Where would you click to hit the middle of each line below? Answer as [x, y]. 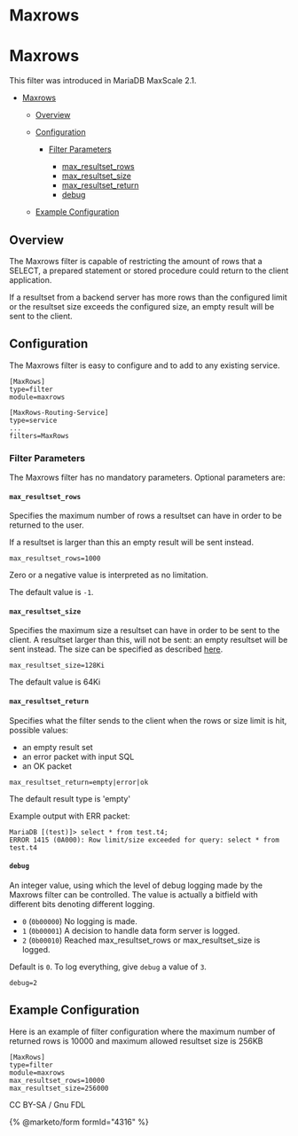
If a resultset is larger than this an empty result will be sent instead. [132, 543]
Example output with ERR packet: [70, 816]
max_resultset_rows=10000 [57, 1080]
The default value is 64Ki [55, 682]
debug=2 [24, 983]
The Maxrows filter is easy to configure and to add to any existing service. [145, 365]
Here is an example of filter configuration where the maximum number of [142, 1031]
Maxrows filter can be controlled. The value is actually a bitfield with [134, 894]
